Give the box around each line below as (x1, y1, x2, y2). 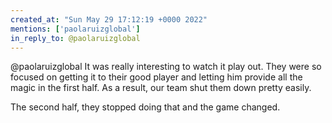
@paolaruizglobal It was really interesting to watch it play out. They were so (10, 61, 322, 73)
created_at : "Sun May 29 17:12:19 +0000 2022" (10, 14, 208, 25)
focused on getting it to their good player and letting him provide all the (10, 71, 303, 83)
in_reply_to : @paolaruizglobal (10, 33, 141, 43)
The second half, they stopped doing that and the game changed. (10, 101, 281, 113)
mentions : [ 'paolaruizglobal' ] (10, 24, 141, 34)
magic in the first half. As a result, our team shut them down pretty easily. (10, 82, 312, 94)
